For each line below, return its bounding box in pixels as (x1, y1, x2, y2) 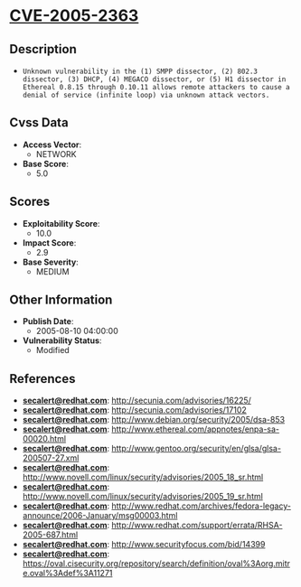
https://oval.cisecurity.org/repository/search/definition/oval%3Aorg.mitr (22, 558, 291, 569)
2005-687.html (22, 529, 79, 540)
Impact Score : (22, 237, 77, 248)
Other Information (9, 293, 113, 308)
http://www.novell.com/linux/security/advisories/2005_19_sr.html (22, 491, 264, 502)
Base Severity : (22, 256, 79, 267)
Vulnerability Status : (22, 335, 102, 346)
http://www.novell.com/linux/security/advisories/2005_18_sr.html (22, 471, 264, 483)
